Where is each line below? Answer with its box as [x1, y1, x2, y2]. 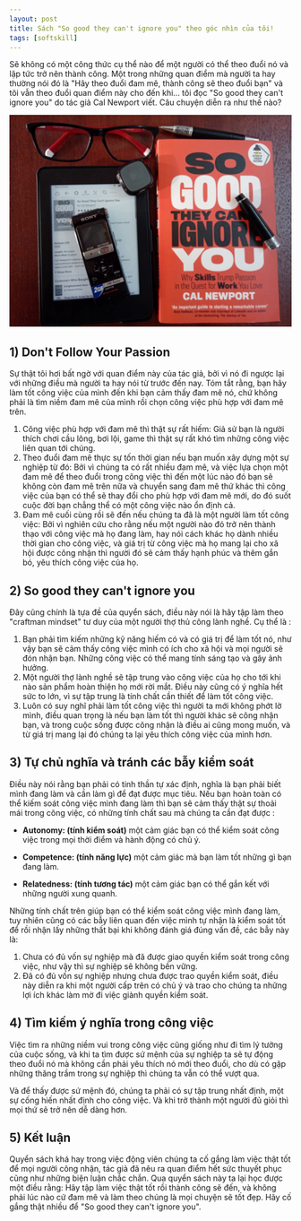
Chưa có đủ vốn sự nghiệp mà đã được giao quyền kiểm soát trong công [21, 951, 289, 962]
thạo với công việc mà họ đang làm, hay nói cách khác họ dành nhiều [21, 529, 279, 540]
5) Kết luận [9, 1130, 72, 1146]
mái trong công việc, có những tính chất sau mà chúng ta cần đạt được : [9, 807, 275, 818]
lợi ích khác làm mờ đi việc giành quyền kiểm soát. [21, 989, 209, 1000]
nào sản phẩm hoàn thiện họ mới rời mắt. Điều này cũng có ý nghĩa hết [21, 681, 284, 692]
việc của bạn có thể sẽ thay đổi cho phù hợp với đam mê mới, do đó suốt [21, 490, 291, 501]
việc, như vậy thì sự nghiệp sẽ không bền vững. [21, 960, 199, 972]
